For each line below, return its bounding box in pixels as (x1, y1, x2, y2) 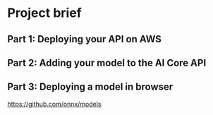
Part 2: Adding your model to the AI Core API (7, 56, 207, 68)
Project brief (7, 5, 83, 21)
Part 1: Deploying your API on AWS (7, 33, 162, 45)
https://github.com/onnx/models (7, 99, 102, 108)
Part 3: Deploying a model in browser (7, 81, 174, 93)
